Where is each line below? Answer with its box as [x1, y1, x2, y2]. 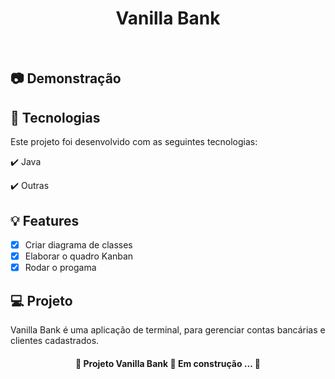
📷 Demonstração [10, 70, 122, 87]
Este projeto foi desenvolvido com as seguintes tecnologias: [10, 136, 258, 148]
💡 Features [10, 212, 80, 229]
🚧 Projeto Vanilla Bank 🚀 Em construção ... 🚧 [75, 357, 261, 369]
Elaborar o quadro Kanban [24, 250, 134, 262]
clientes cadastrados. [10, 334, 100, 346]
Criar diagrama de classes [24, 238, 133, 251]
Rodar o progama [24, 262, 97, 274]
